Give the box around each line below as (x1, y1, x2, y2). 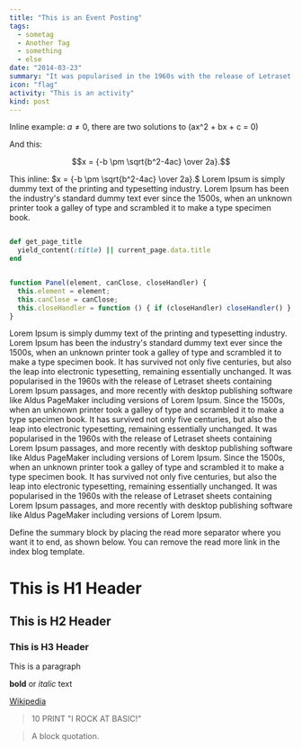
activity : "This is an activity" (9, 88, 135, 97)
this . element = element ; (17, 286, 111, 295)
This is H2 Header (9, 613, 111, 628)
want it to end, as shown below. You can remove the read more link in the (9, 537, 280, 547)
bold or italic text (9, 679, 73, 690)
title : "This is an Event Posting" (9, 13, 143, 23)
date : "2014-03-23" (9, 64, 83, 73)
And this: (9, 139, 43, 149)
